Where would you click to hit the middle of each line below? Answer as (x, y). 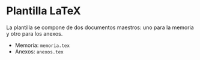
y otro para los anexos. (35, 33)
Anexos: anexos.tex (39, 51)
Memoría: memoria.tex (42, 45)
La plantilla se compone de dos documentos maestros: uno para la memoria (100, 27)
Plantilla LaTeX (44, 11)
